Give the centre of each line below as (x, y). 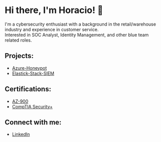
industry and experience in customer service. (52, 29)
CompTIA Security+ (32, 106)
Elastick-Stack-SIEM (33, 73)
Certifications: (28, 89)
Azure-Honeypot (29, 68)
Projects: (19, 56)
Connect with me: (33, 122)
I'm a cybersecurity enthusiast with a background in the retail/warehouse (80, 24)
